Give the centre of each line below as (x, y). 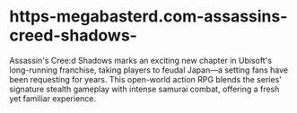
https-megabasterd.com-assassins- (148, 17)
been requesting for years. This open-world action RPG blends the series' (146, 79)
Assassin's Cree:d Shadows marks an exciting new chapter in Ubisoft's (140, 60)
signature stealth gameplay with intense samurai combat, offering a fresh (144, 89)
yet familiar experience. (53, 98)
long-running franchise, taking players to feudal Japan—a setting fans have (149, 70)
